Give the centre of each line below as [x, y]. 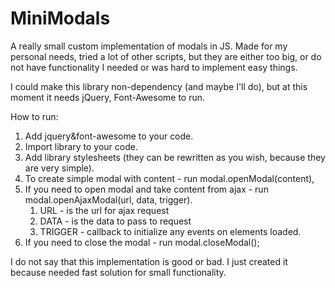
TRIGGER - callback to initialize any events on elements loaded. [170, 231]
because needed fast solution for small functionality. [118, 272]
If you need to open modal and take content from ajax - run [146, 189]
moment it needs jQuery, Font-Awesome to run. [108, 97]
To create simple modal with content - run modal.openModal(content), [169, 178]
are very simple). [59, 168]
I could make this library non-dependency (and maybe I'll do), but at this [159, 86]
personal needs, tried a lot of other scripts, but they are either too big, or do [166, 56]
